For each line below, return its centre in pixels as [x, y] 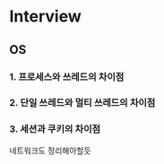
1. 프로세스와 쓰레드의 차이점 [67, 76]
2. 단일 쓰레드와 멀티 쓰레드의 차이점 [82, 103]
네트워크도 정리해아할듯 [50, 151]
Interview [46, 17]
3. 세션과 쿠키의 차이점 [55, 129]
